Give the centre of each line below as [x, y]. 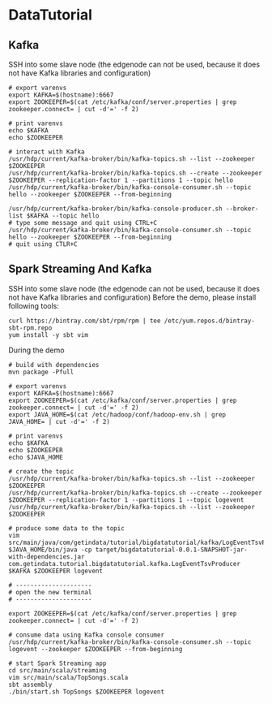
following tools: [34, 305]
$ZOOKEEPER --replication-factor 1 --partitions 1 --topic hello [121, 180]
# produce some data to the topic [67, 528]
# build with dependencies [54, 365]
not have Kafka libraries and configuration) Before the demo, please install [132, 297]
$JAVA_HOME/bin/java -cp [50, 550]
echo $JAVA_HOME [36, 457]
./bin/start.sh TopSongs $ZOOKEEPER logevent [86, 692]
